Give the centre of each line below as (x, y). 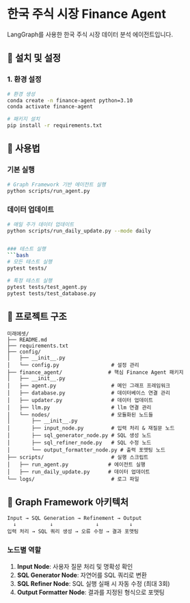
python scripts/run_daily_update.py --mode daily (79, 230)
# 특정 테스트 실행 (30, 281)
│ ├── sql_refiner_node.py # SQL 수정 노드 (79, 443)
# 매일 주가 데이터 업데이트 (41, 224)
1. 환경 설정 (24, 80)
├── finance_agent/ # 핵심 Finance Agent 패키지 (95, 373)
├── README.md (27, 340)
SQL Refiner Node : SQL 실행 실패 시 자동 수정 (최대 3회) (93, 583)
